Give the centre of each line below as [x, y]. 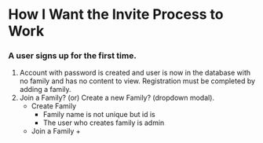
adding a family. [46, 90]
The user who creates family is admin [104, 123]
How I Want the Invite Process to [116, 15]
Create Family [54, 106]
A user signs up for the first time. [73, 56]
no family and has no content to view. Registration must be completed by [137, 81]
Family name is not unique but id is [99, 115]
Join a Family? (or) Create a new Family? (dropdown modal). [117, 98]
